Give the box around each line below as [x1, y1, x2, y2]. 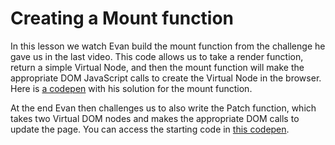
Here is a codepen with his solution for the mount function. [10, 82, 253, 94]
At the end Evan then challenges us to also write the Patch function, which [10, 102, 317, 114]
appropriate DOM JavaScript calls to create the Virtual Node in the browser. [10, 72, 322, 84]
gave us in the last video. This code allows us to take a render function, [10, 50, 304, 62]
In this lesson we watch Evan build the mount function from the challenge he [10, 40, 326, 52]
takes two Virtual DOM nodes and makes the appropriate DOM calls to [10, 112, 300, 124]
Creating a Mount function [10, 7, 235, 30]
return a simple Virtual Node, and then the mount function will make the [10, 61, 305, 73]
